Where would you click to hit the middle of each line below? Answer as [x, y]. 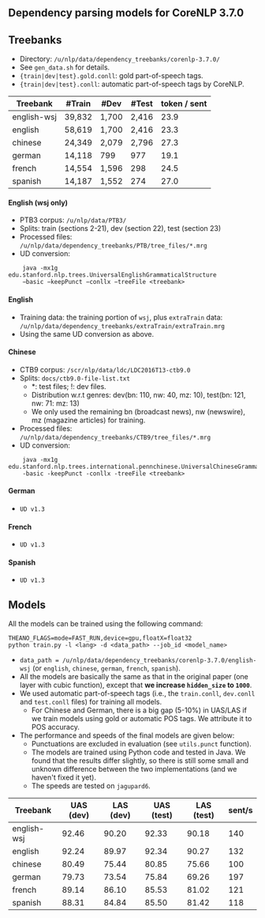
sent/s [241, 810]
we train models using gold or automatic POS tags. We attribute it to [142, 719]
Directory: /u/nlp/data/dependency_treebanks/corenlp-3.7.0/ [120, 59]
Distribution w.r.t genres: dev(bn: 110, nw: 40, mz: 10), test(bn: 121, [138, 395]
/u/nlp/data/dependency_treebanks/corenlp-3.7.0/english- [159, 661]
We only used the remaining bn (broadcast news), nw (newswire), [138, 411]
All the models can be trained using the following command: [106, 624]
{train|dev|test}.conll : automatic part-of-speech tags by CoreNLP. [132, 84]
